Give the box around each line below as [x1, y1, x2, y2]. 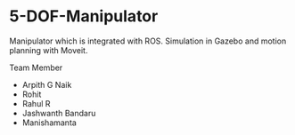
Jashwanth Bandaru [21, 107, 96, 118]
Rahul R [21, 98, 51, 108]
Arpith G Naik [21, 79, 72, 90]
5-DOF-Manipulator [9, 6, 159, 27]
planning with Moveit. [9, 44, 88, 55]
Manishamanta [21, 117, 78, 128]
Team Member [9, 62, 63, 73]
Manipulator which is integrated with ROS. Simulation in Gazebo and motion [9, 36, 287, 46]
